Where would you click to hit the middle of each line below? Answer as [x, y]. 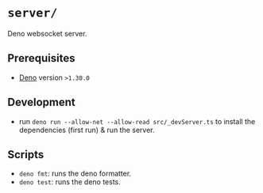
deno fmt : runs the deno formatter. [75, 174]
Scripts [26, 155]
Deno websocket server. [47, 33]
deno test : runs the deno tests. [70, 182]
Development [42, 102]
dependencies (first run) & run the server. [87, 130]
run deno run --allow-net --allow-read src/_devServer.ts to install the [137, 121]
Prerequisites [41, 58]
